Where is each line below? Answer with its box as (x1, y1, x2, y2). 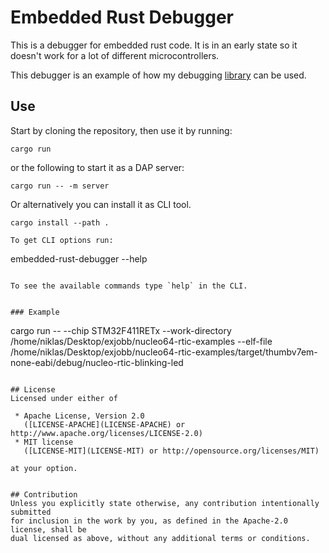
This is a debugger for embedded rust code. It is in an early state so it (10, 39, 298, 51)
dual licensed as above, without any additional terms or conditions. (10, 533, 311, 543)
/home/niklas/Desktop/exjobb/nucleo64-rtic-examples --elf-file (10, 335, 273, 347)
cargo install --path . (10, 217, 110, 228)
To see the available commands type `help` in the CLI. (10, 281, 248, 291)
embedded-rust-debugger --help (10, 252, 148, 265)
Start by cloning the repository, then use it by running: (10, 124, 233, 136)
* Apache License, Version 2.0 (14, 411, 145, 421)
